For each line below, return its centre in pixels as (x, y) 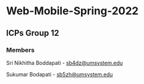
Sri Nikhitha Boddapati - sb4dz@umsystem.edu (65, 63)
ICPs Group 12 (33, 33)
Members (20, 50)
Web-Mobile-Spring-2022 (72, 11)
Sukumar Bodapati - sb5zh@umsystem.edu (60, 74)
